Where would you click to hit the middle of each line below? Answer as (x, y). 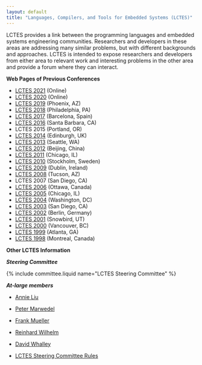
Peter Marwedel (35, 309)
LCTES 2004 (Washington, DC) (53, 200)
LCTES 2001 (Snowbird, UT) (50, 219)
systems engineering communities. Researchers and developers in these (96, 41)
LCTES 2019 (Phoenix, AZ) (48, 103)
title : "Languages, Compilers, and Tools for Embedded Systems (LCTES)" (99, 18)
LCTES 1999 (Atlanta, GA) (47, 232)
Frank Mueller (32, 320)
